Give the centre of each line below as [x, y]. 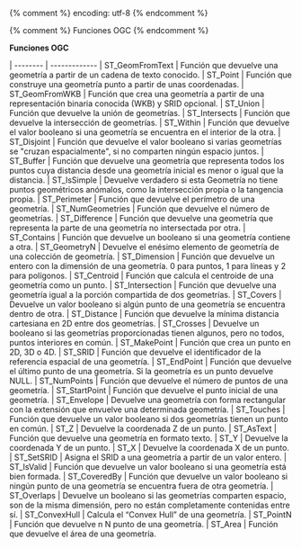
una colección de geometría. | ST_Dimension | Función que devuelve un [142, 256]
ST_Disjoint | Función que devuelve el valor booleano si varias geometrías [146, 142]
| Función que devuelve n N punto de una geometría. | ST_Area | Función [144, 524]
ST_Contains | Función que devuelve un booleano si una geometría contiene [150, 237]
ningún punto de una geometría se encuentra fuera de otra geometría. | [142, 486]
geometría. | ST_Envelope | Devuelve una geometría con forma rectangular [147, 400]
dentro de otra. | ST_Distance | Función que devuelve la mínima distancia [144, 314]
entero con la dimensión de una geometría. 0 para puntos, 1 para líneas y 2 [147, 266]
